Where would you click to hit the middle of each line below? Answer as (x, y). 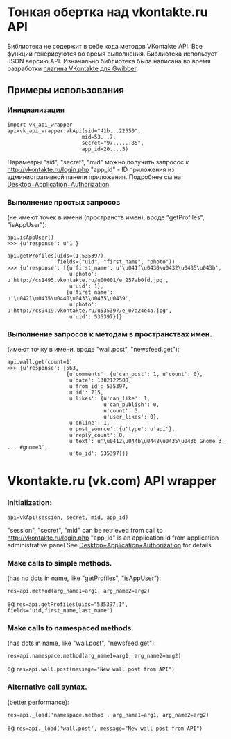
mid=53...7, (99, 137)
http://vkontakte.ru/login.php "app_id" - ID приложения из (91, 169)
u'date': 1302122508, (100, 380)
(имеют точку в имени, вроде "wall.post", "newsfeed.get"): (93, 350)
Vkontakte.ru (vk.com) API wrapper (112, 481)
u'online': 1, (89, 423)
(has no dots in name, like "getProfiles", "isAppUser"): (84, 578)
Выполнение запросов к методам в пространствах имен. (110, 334)
